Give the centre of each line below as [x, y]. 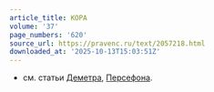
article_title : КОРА [49, 18]
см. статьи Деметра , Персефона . [87, 77]
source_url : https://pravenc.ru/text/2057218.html [107, 43]
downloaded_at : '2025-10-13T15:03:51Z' [85, 52]
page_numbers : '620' [49, 35]
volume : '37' [34, 26]
